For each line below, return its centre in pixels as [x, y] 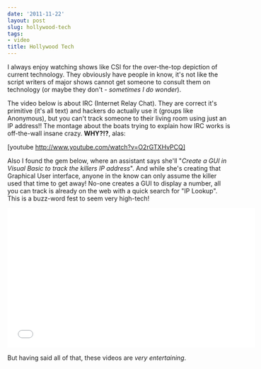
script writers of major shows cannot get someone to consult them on [109, 82]
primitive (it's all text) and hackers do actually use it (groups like [100, 111]
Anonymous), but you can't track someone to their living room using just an [117, 118]
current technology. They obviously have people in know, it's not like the [113, 74]
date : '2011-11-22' [36, 14]
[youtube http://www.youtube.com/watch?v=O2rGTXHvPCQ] [97, 147]
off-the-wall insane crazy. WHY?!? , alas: [66, 133]
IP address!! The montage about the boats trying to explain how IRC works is [119, 126]
